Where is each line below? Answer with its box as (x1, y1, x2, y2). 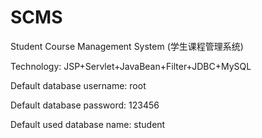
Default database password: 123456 (10, 99, 160, 111)
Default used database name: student (10, 118, 166, 130)
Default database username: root (10, 79, 147, 91)
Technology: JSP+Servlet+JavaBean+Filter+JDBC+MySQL (10, 60, 252, 72)
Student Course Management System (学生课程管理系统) (10, 40, 244, 52)
